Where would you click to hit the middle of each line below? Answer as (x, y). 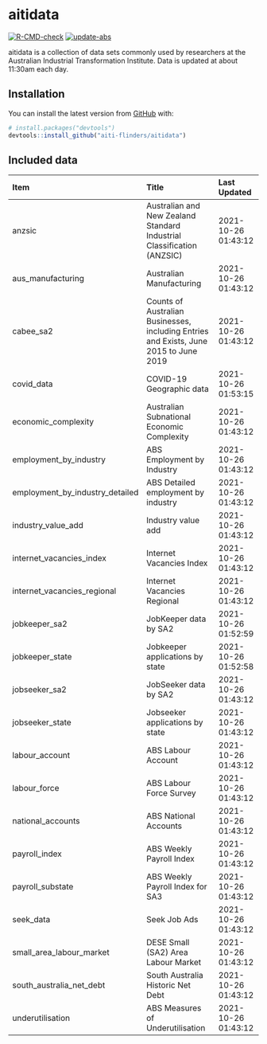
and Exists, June (177, 342)
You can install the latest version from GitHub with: (91, 113)
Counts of (165, 302)
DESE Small (168, 943)
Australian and (173, 206)
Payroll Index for (177, 887)
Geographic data (178, 389)
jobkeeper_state (42, 657)
